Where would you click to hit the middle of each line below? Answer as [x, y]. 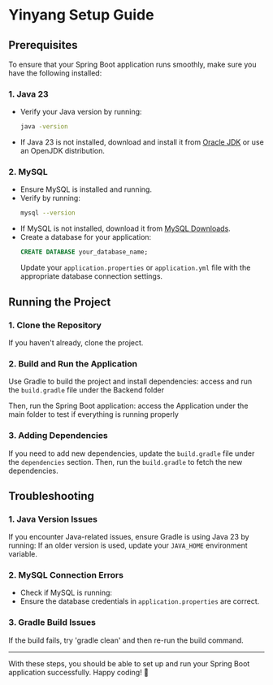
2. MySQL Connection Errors [66, 575]
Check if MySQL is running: [66, 593]
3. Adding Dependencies [58, 436]
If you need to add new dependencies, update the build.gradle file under [132, 453]
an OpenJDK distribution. [63, 151]
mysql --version [48, 213]
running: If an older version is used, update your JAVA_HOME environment [128, 545]
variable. [23, 554]
